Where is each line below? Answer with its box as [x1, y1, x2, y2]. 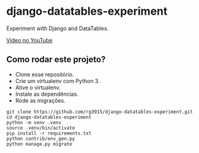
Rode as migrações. [15, 96, 66, 104]
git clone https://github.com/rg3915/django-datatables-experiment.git [6, 109, 193, 115]
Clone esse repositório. [15, 71, 75, 78]
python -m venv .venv [6, 119, 62, 125]
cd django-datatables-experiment [6, 114, 92, 120]
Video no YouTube [6, 36, 53, 44]
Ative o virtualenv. [15, 84, 61, 91]
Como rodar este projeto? [6, 54, 106, 65]
